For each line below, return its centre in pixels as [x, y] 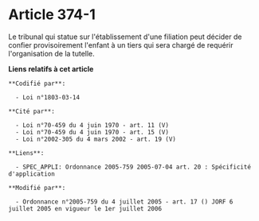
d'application [32, 174]
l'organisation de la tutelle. [52, 53]
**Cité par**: [32, 111]
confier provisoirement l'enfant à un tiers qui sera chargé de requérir [121, 45]
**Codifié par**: [37, 83]
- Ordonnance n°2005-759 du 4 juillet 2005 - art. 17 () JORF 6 [124, 202]
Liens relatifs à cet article [51, 68]
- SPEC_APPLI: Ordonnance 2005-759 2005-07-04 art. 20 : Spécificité [133, 167]
